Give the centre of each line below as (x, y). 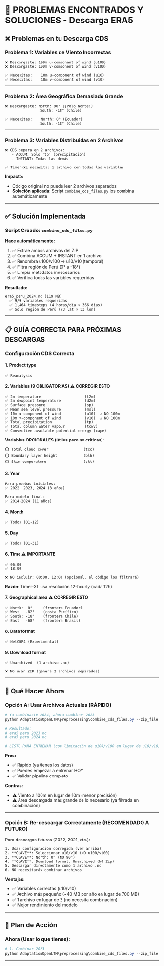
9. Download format (26, 652)
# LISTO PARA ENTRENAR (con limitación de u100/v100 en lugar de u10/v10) (83, 746)
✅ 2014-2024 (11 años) (29, 501)
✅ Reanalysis (19, 376)
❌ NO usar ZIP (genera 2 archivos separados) (52, 672)
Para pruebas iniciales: (30, 484)
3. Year (12, 474)
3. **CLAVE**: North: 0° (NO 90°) (40, 857)
